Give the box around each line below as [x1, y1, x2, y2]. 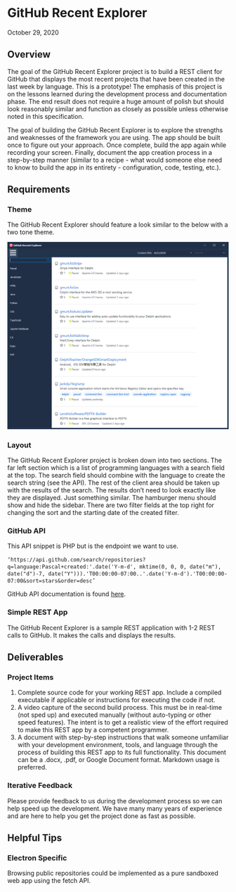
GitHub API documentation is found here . [7, 590, 126, 599]
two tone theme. [7, 228, 55, 236]
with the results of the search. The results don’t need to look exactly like [7, 485, 216, 494]
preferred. [17, 763, 47, 772]
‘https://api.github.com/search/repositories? [7, 556, 146, 563]
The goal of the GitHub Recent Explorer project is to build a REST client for [7, 67, 223, 75]
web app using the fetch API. [7, 877, 91, 885]
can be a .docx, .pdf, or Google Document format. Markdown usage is [17, 756, 220, 764]
